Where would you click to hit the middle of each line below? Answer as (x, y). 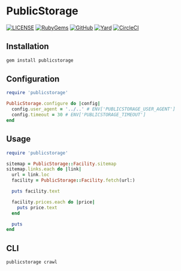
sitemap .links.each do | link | (44, 169)
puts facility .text (36, 191)
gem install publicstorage (40, 60)
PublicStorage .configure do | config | (53, 104)
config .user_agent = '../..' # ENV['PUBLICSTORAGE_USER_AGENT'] (93, 109)
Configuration (33, 79)
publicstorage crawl (32, 262)
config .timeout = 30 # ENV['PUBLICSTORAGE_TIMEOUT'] (79, 115)
